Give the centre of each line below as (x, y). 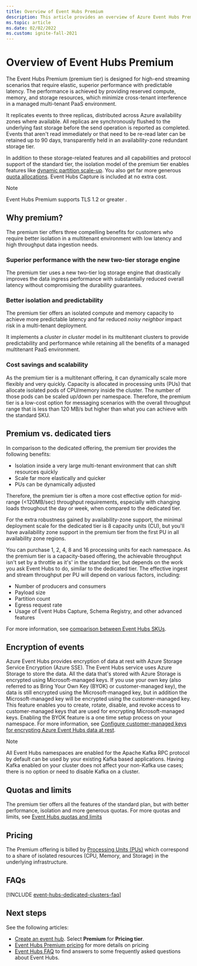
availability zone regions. (36, 538)
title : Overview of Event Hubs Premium (55, 11)
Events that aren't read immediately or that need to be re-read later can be (96, 134)
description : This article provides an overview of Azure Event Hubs (93, 17)
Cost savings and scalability (47, 365)
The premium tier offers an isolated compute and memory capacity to (90, 313)
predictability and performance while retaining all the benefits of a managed (98, 343)
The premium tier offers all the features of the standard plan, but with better (97, 804)
